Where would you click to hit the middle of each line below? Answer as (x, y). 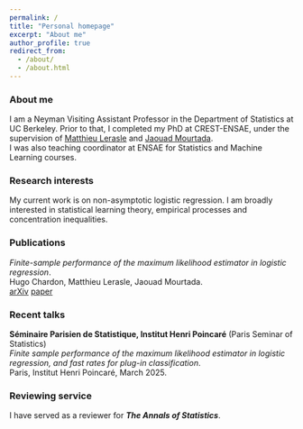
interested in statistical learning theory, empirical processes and (129, 210)
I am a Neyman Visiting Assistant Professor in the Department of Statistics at (151, 119)
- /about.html (44, 68)
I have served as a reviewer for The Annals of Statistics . (115, 415)
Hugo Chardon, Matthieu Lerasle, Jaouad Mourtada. (106, 281)
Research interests (52, 181)
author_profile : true (50, 43)
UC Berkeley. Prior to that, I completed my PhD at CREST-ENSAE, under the (150, 129)
